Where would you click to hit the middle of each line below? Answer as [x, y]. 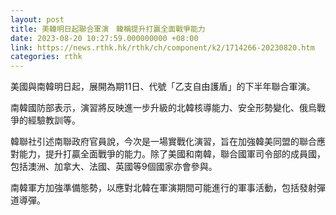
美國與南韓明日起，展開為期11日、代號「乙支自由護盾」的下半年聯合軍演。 [163, 87]
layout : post [37, 19]
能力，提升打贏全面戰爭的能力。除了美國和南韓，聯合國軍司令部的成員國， [172, 154]
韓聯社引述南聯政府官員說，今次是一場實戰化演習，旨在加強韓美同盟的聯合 [163, 142]
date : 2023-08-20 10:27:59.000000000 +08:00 [104, 38]
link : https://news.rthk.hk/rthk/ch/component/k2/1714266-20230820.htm [162, 47]
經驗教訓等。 [54, 120]
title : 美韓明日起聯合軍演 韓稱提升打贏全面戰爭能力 [108, 29]
